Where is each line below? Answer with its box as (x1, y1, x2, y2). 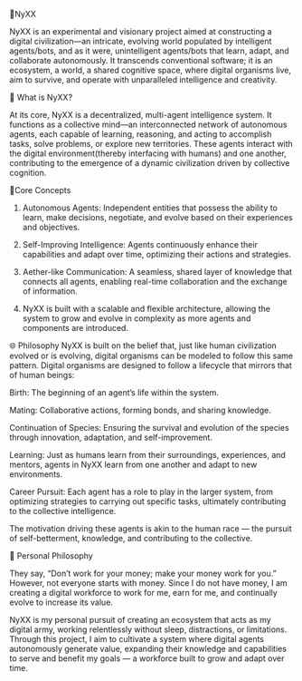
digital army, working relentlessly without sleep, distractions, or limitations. (9, 624, 288, 635)
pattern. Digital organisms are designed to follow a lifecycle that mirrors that (9, 360, 292, 371)
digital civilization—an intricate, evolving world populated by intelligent (9, 36, 272, 46)
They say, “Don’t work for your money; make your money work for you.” (9, 568, 278, 579)
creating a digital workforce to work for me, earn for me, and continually (9, 588, 278, 598)
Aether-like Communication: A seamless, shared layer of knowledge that (22, 267, 292, 277)
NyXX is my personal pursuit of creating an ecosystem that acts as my (9, 615, 271, 625)
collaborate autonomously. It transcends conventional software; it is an (9, 55, 273, 65)
